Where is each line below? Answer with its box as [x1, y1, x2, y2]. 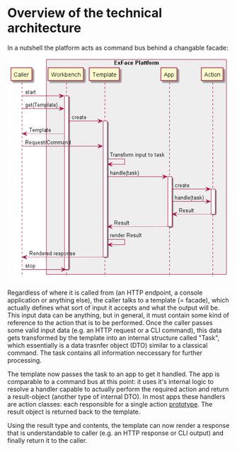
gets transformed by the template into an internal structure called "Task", [7, 333, 220, 341]
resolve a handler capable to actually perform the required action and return [7, 385, 229, 393]
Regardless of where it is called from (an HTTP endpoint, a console [7, 288, 203, 297]
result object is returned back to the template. [7, 407, 141, 416]
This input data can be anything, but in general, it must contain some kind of [7, 310, 230, 320]
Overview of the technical [7, 5, 163, 21]
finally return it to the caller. [7, 436, 88, 444]
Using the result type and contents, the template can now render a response [7, 421, 230, 429]
